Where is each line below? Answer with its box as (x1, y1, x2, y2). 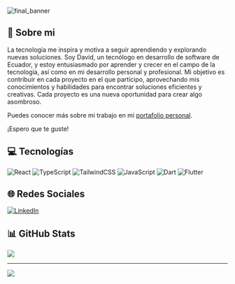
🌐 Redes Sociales (7, 188, 85, 200)
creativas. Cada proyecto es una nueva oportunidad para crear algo (7, 90, 203, 98)
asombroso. (7, 97, 42, 106)
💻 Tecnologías (7, 145, 74, 157)
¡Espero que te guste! (7, 125, 69, 133)
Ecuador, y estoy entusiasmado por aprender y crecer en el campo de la (7, 60, 215, 69)
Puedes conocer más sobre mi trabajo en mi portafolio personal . (7, 111, 192, 119)
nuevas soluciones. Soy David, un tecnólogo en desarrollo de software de (7, 52, 220, 61)
